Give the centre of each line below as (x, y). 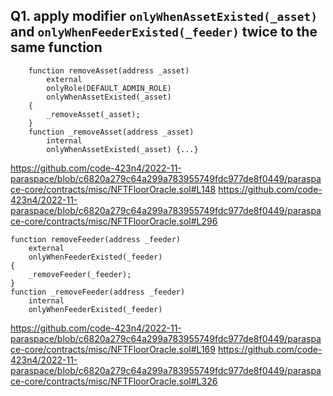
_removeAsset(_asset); (93, 114)
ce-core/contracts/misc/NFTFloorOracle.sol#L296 (114, 221)
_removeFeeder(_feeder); (80, 274)
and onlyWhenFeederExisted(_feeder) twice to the (164, 32)
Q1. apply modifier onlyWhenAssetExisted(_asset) (164, 16)
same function (56, 47)
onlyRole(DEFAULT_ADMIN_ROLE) (109, 88)
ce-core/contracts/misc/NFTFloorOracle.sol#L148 (113, 189)
